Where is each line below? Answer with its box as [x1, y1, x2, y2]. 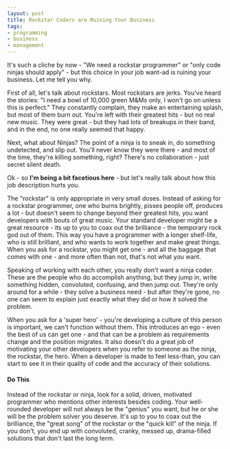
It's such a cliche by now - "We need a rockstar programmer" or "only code [7, 61, 221, 69]
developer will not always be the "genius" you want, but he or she [32, 405, 218, 413]
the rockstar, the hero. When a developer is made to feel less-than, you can [7, 352, 221, 360]
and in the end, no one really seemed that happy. [7, 125, 146, 133]
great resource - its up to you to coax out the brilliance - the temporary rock [7, 224, 222, 231]
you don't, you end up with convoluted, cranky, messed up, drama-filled [7, 427, 211, 435]
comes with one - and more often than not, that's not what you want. [7, 253, 201, 261]
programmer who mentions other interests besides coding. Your [7, 398, 188, 406]
